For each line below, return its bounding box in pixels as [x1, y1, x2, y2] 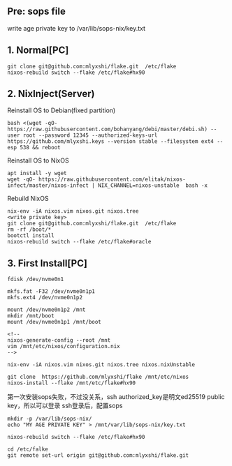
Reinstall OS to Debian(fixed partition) [7, 106, 116, 114]
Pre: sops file [7, 6, 66, 17]
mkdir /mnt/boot [7, 313, 55, 320]
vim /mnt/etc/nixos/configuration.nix [7, 343, 120, 350]
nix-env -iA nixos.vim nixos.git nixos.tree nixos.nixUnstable [7, 361, 196, 368]
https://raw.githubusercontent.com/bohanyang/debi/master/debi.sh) [7, 126, 208, 133]
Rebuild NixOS [7, 195, 49, 203]
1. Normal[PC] [7, 45, 69, 57]
